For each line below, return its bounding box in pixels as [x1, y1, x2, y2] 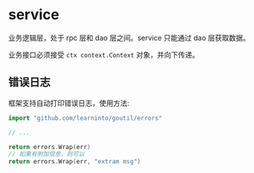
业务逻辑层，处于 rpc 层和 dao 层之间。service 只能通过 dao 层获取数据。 [8, 33, 250, 42]
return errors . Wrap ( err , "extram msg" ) [8, 158, 141, 166]
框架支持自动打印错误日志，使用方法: [8, 98, 130, 108]
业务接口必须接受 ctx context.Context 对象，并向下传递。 [8, 49, 200, 59]
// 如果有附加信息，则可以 [8, 150, 85, 159]
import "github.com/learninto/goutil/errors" [8, 114, 162, 122]
